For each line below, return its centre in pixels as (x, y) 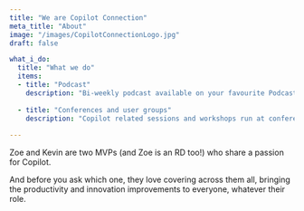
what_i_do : (30, 60)
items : (30, 77)
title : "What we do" (56, 68)
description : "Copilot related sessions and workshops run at (145, 119)
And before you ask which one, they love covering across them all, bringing (150, 180)
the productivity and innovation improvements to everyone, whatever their (147, 189)
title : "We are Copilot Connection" (78, 18)
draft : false (34, 43)
